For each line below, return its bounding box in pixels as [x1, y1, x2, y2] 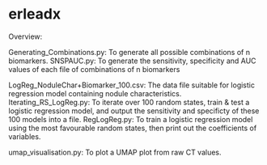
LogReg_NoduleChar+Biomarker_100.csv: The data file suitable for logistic [8, 80, 255, 90]
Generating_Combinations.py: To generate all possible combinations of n [8, 47, 251, 57]
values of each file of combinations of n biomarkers [8, 64, 180, 74]
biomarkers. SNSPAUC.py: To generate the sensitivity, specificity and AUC [8, 56, 256, 66]
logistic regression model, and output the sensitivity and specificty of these [8, 106, 260, 116]
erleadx [8, 5, 61, 23]
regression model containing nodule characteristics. [8, 88, 182, 98]
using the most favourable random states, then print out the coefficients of [8, 123, 257, 133]
